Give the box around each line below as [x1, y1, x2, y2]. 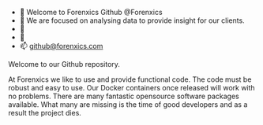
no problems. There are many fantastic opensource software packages [8, 91, 239, 101]
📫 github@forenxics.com [19, 42, 103, 50]
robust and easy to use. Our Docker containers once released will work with [8, 83, 255, 92]
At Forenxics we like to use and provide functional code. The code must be [8, 75, 252, 84]
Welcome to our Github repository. [8, 60, 121, 68]
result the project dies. [8, 108, 81, 117]
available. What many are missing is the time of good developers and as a [8, 100, 248, 109]
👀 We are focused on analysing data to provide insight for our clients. [19, 16, 245, 25]
